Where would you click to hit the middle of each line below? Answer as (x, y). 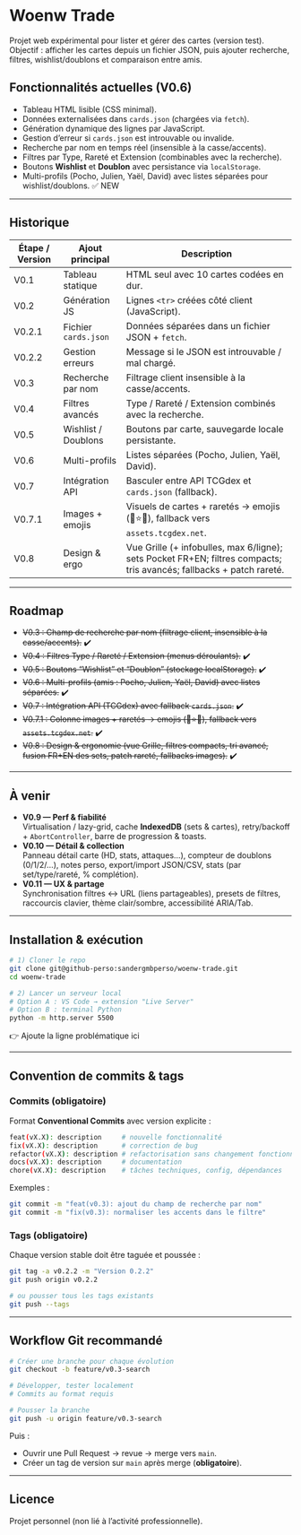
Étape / (34, 247)
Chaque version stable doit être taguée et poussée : (105, 1255)
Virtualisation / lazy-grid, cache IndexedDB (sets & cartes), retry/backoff (156, 827)
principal (90, 259)
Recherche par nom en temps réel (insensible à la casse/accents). (144, 147)
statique (80, 285)
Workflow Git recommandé (86, 1341)
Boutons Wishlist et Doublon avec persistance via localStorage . (142, 166)
